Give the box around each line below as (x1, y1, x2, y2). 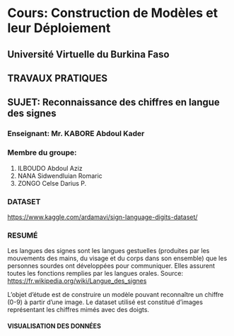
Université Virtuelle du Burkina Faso (7, 48, 170, 60)
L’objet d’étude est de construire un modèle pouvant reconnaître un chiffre (7, 291, 224, 299)
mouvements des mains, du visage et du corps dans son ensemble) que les (7, 254, 228, 263)
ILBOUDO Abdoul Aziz (17, 164, 83, 172)
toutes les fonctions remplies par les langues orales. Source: (7, 269, 184, 278)
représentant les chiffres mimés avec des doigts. (7, 306, 150, 314)
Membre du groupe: (7, 147, 77, 157)
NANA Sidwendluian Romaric (17, 172, 103, 180)
